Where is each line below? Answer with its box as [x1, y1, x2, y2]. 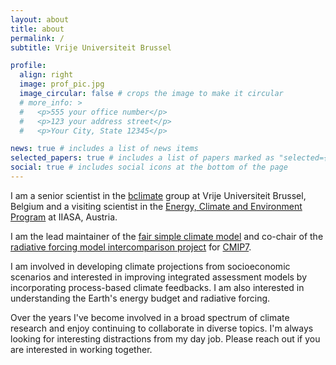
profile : [10, 61, 47, 71]
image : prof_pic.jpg [19, 79, 105, 90]
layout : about [10, 14, 70, 25]
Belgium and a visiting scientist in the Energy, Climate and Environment [10, 200, 303, 212]
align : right [19, 70, 74, 80]
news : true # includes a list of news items [10, 144, 199, 154]
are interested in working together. [10, 343, 153, 355]
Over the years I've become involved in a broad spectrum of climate [10, 311, 290, 323]
